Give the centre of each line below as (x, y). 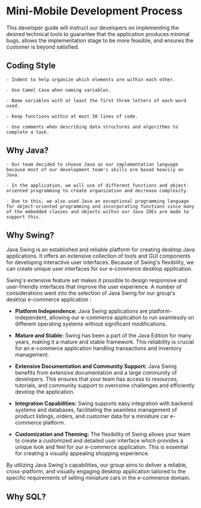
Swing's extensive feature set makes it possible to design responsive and (97, 280)
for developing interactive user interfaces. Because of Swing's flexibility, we (100, 262)
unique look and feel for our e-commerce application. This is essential (101, 447)
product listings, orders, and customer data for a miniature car (92, 416)
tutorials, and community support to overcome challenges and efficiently (105, 386)
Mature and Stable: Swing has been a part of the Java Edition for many (103, 336)
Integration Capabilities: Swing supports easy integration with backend (104, 404)
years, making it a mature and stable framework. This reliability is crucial (104, 342)
